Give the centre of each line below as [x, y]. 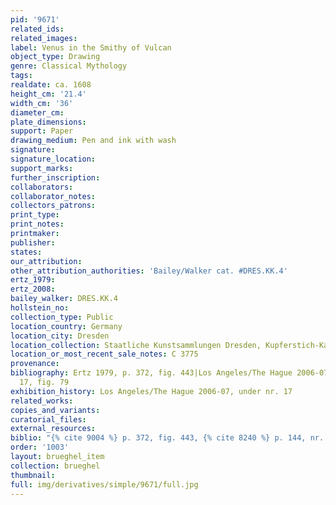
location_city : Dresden [60, 336]
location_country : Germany [66, 326]
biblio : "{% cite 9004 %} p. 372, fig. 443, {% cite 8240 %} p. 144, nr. [167, 438]
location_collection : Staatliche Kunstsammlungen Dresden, [136, 345]
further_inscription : [55, 177]
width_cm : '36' [42, 103]
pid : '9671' [35, 19]
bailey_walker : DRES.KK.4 [64, 299]
